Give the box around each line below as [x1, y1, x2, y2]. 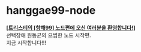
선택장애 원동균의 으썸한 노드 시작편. [6, 31, 91, 39]
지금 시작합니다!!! [6, 39, 47, 46]
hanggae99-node [6, 4, 96, 17]
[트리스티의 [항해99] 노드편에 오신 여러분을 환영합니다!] [6, 24, 136, 31]
